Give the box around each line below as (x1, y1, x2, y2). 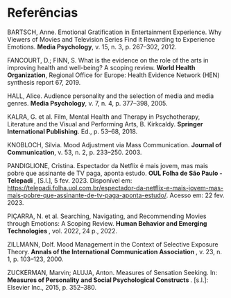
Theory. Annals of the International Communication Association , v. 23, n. (7, 247, 223, 256)
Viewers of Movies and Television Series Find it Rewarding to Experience (7, 35, 216, 43)
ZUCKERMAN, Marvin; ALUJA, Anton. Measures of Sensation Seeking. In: (7, 268, 218, 276)
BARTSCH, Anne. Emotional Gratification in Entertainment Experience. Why (7, 28, 222, 36)
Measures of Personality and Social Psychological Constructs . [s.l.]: (7, 276, 209, 284)
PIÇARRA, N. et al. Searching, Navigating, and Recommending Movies (7, 212, 207, 220)
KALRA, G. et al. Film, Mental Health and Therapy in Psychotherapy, (7, 113, 200, 121)
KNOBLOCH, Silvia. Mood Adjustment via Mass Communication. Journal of (7, 140, 222, 149)
